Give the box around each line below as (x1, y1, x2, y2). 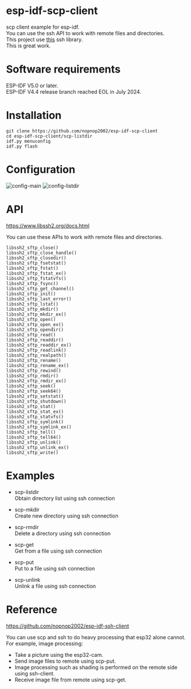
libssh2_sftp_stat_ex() (6, 409, 64, 414)
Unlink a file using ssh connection (14, 582, 96, 589)
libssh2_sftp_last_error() (6, 296, 72, 302)
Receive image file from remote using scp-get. (14, 676, 127, 683)
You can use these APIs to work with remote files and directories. (6, 233, 164, 241)
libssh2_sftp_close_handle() (6, 250, 77, 256)
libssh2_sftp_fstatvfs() (6, 275, 67, 282)
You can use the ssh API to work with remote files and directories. (6, 29, 165, 36)
